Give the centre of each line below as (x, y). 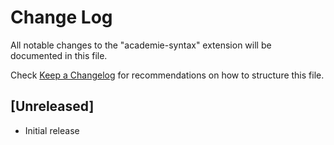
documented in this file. (59, 55)
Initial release (52, 130)
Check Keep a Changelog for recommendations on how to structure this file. (167, 75)
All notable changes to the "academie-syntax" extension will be (141, 45)
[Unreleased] (52, 106)
